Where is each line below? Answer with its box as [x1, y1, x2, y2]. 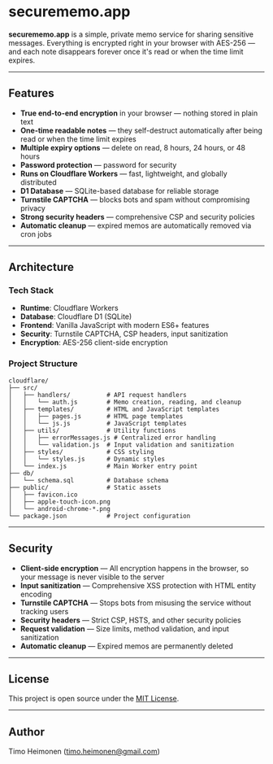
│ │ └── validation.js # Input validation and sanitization [8, 440, 234, 449]
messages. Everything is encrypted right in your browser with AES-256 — [8, 37, 256, 47]
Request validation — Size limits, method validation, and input [19, 623, 230, 633]
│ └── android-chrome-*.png [8, 504, 111, 513]
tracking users [19, 606, 69, 616]
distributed [19, 177, 57, 187]
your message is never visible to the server [19, 572, 165, 582]
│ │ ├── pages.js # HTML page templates [8, 412, 184, 421]
